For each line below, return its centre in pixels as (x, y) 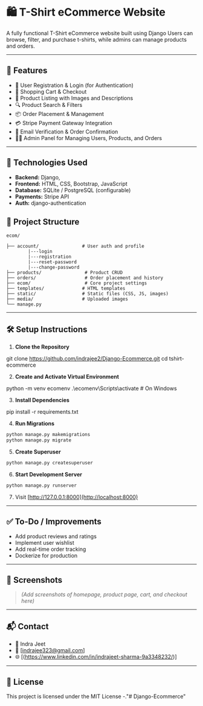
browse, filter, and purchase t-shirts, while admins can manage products (97, 39)
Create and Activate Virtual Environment (67, 377)
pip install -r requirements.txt (42, 412)
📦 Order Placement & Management (60, 114)
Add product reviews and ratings (56, 536)
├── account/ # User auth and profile (76, 246)
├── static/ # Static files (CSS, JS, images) (88, 294)
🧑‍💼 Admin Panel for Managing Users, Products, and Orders (88, 138)
